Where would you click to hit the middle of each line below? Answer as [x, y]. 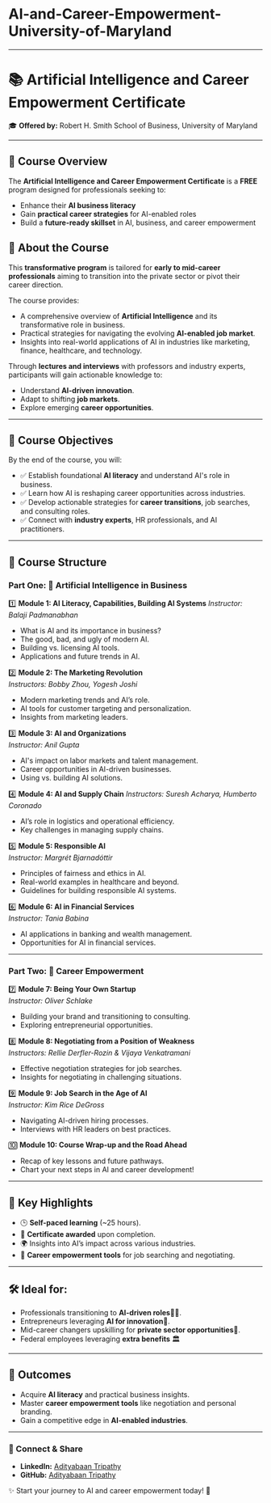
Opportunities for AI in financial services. [88, 942]
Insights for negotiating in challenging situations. [100, 1078]
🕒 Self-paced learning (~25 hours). [80, 1223]
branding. [36, 1412]
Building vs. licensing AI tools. [70, 648]
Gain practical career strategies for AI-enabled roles [108, 214]
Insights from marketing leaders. [74, 717]
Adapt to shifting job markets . [70, 399]
